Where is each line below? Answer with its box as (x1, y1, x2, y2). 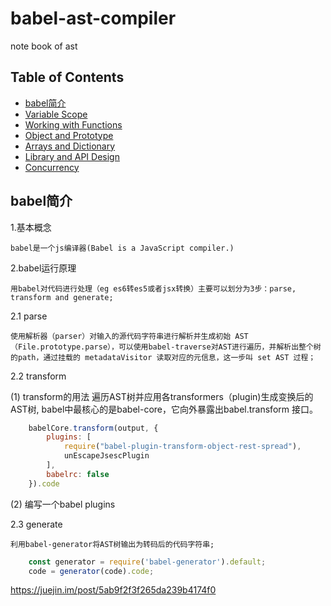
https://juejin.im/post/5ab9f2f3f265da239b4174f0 (10, 584, 217, 596)
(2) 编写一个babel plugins (10, 498, 116, 510)
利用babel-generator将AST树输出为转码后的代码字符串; (10, 539, 215, 549)
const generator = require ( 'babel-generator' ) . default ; (28, 557, 267, 567)
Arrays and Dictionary (24, 140, 116, 152)
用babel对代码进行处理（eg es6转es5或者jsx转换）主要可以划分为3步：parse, (10, 283, 297, 294)
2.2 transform (10, 370, 67, 382)
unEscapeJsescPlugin (63, 451, 150, 461)
